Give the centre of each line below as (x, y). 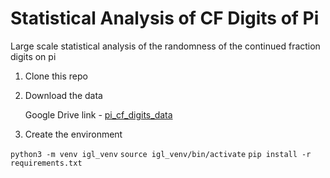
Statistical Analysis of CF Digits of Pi (165, 18)
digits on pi (33, 56)
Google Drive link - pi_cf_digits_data (98, 114)
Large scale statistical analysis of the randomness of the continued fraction (165, 46)
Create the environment (73, 134)
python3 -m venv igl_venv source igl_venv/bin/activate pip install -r (161, 154)
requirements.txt (46, 163)
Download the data (63, 95)
